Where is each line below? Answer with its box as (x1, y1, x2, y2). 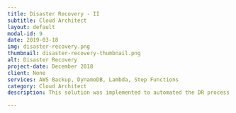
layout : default (7, 23, 55, 30)
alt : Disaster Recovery (7, 56, 78, 64)
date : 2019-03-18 (7, 37, 59, 44)
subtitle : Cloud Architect (7, 17, 87, 24)
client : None (7, 69, 46, 76)
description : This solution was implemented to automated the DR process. (7, 89, 233, 96)
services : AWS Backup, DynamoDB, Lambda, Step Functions (7, 76, 179, 83)
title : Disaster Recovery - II (7, 10, 100, 18)
